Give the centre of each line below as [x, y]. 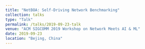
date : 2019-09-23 [24, 34]
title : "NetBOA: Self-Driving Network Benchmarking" [63, 10]
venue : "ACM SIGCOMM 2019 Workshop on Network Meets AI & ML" [73, 29]
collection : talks [25, 15]
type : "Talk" [19, 19]
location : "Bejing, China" [34, 39]
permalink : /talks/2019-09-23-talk [43, 24]
